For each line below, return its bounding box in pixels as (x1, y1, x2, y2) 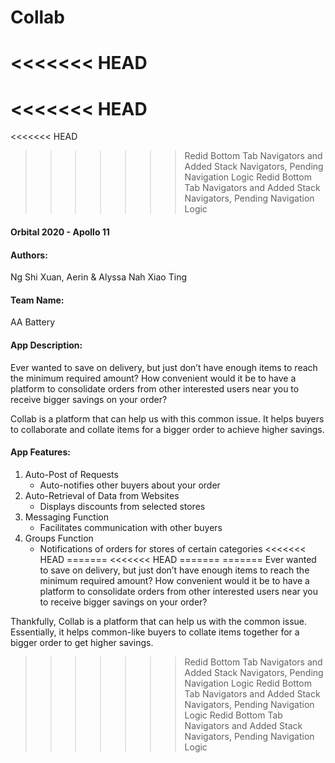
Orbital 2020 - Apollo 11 (10, 226, 110, 238)
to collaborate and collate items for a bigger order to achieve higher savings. (10, 423, 325, 435)
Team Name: (10, 294, 65, 306)
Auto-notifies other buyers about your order (39, 479, 221, 491)
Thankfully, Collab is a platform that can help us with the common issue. (10, 615, 308, 627)
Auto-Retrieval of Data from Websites (24, 489, 180, 501)
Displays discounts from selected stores (39, 500, 206, 512)
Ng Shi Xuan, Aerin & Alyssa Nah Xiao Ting (10, 271, 187, 283)
